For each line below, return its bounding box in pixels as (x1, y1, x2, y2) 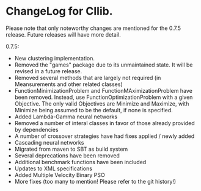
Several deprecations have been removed (14, 151, 120, 159)
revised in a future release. (14, 67, 82, 74)
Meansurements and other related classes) (14, 81, 123, 88)
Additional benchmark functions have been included (14, 158, 147, 165)
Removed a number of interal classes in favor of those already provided (14, 119, 195, 126)
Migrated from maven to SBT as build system (14, 145, 128, 153)
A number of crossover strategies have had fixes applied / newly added (14, 132, 195, 140)
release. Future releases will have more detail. (5, 31, 122, 38)
